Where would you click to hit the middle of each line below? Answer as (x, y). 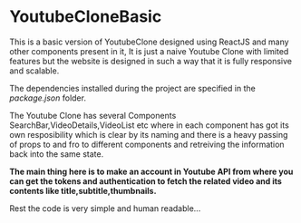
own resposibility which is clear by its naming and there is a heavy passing (149, 134)
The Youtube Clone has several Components (93, 115)
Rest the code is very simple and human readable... (105, 208)
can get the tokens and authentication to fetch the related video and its (146, 181)
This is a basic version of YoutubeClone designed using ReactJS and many (149, 42)
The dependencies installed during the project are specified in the (132, 88)
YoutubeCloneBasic (86, 17)
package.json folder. (48, 98)
